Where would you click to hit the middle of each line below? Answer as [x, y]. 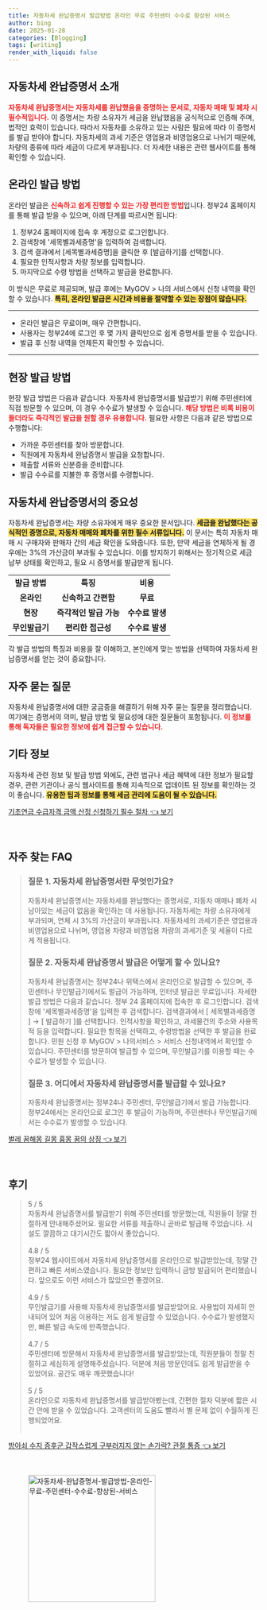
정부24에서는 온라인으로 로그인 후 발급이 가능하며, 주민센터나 [122, 1113]
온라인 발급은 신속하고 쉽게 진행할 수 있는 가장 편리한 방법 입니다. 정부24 [118, 205]
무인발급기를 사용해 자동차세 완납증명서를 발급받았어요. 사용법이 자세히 [137, 1306]
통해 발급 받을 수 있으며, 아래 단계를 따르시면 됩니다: [97, 215]
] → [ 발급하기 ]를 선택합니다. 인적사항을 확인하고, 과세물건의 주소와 [132, 1021]
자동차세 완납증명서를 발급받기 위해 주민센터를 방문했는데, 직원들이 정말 [138, 1213]
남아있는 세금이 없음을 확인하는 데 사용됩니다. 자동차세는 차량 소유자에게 [139, 910]
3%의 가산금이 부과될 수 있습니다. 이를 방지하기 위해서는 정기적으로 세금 [141, 552]
